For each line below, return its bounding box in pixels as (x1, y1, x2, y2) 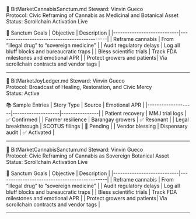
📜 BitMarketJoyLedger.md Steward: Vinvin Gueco (6, 77, 125, 84)
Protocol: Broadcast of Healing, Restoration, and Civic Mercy (6, 84, 152, 90)
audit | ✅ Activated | (6, 129, 55, 136)
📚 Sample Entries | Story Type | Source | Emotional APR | (6, 101, 145, 108)
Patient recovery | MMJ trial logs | (104, 110, 187, 117)
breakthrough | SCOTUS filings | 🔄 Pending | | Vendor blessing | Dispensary (6, 123, 188, 129)
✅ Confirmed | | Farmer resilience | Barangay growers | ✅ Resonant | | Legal (6, 116, 190, 123)
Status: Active (6, 90, 40, 97)
